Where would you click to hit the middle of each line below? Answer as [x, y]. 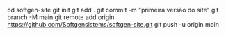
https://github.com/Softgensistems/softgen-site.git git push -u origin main [113, 24]
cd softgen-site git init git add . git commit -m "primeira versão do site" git [113, 10]
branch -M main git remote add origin [61, 17]
